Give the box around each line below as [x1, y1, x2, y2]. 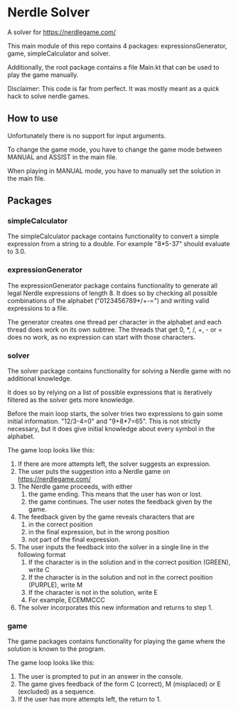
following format [17, 551, 66, 559]
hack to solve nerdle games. [7, 92, 90, 100]
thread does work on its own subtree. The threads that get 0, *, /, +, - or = [7, 325, 222, 334]
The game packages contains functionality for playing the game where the [7, 637, 226, 646]
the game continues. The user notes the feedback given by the [28, 497, 213, 506]
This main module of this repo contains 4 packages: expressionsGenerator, [7, 41, 227, 50]
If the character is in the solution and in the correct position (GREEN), [28, 558, 231, 566]
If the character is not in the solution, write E [28, 588, 158, 597]
